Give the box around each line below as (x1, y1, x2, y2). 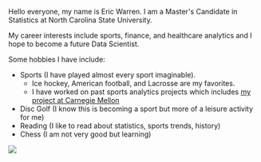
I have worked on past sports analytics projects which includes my (31, 87, 251, 97)
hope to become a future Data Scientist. (8, 39, 140, 49)
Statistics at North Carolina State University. (8, 15, 153, 25)
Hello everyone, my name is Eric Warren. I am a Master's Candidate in (8, 7, 238, 16)
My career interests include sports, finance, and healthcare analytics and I (8, 31, 253, 40)
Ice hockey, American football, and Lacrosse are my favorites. (31, 79, 235, 88)
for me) (19, 113, 45, 122)
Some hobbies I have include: (8, 55, 105, 64)
